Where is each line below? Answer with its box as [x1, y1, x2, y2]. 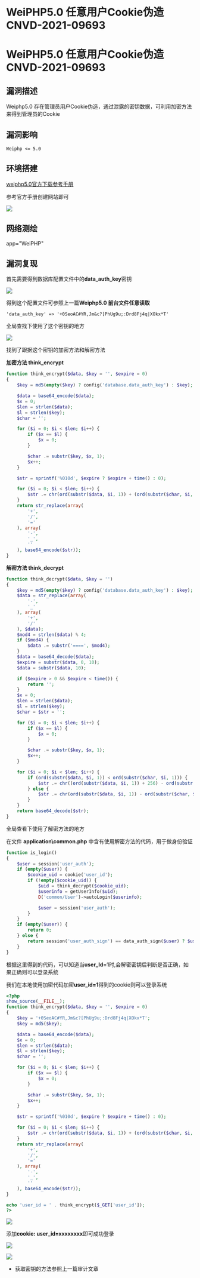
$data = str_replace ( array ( [17, 592, 86, 599]
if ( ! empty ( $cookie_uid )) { [27, 877, 97, 884]
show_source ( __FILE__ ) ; [6, 999, 65, 1004]
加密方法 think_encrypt [6, 359, 64, 366]
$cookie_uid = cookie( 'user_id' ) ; [27, 872, 113, 878]
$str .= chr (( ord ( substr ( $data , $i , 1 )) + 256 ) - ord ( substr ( [37, 780, 196, 786]
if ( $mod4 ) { [17, 637, 49, 643]
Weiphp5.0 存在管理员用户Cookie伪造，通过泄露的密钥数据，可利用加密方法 [6, 103, 192, 110]
